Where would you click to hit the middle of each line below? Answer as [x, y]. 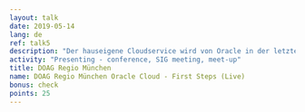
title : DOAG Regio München [60, 69]
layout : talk [34, 18]
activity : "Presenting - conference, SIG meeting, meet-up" [126, 60]
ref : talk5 [30, 43]
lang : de [26, 34]
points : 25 [30, 93]
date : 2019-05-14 [42, 26]
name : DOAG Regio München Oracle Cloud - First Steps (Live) [128, 77]
